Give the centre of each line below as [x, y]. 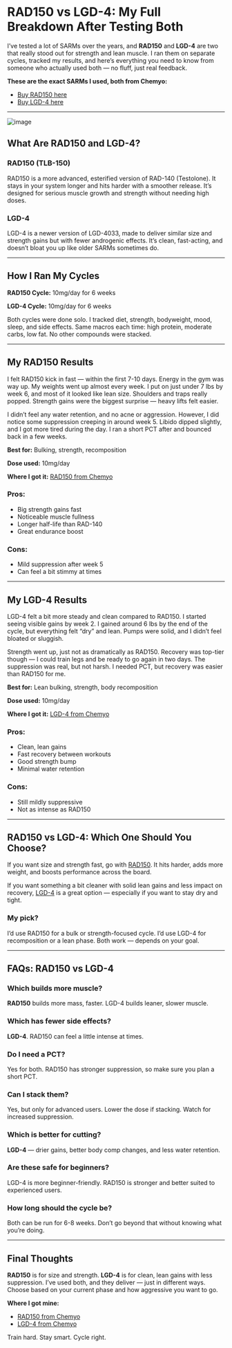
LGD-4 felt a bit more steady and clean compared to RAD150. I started [107, 616]
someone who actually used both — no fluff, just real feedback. [97, 68]
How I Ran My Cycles [54, 276]
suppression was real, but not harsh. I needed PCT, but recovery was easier [115, 666]
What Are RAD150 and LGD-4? [74, 143]
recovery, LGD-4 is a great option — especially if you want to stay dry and [113, 893]
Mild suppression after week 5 [60, 564]
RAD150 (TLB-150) [39, 163]
